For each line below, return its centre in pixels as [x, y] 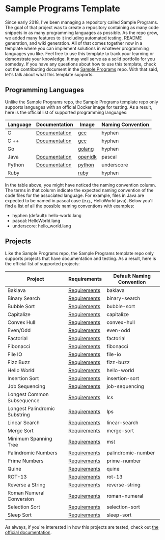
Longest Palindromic [31, 408]
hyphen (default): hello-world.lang [47, 215]
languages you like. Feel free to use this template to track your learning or [80, 53]
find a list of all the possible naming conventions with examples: [69, 206]
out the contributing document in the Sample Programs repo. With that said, [82, 69]
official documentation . [28, 532]
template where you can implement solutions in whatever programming [77, 48]
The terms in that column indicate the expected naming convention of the [79, 190]
